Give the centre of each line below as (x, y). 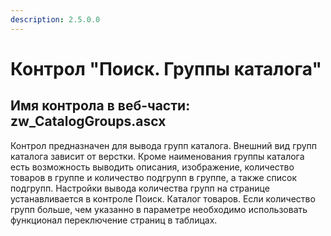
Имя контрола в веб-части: (100, 106)
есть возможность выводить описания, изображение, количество (152, 167)
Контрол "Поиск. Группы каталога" (166, 68)
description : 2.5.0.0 (55, 19)
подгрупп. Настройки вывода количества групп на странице (140, 188)
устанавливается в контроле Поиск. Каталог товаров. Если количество (163, 198)
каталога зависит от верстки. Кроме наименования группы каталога (157, 156)
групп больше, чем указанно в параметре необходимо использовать (159, 209)
